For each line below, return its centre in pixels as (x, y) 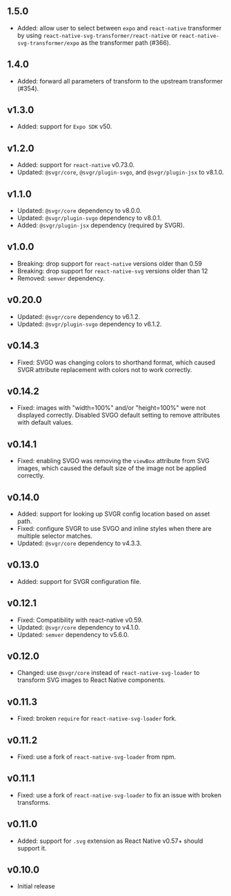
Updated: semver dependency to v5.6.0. (73, 634)
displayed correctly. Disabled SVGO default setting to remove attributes (119, 415)
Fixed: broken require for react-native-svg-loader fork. (97, 719)
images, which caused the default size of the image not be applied (112, 468)
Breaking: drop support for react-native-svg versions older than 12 (112, 271)
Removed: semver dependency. (61, 278)
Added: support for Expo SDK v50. (64, 126)
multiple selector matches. (55, 536)
